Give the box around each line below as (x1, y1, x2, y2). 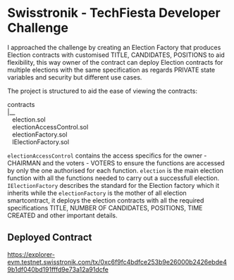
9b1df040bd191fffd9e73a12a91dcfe (7, 265, 109, 274)
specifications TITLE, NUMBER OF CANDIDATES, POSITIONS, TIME (7, 203, 203, 212)
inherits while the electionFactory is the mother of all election (7, 189, 187, 197)
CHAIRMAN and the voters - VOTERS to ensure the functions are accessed (7, 158, 226, 167)
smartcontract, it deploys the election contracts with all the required (7, 196, 204, 205)
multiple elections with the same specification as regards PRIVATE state (7, 65, 216, 74)
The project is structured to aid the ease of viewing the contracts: (7, 87, 197, 95)
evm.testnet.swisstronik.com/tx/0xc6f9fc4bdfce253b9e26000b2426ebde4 (7, 257, 227, 266)
